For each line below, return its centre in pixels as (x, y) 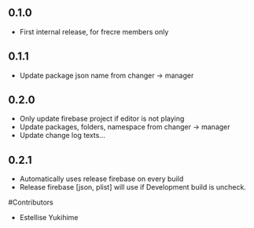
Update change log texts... (63, 136)
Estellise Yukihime (49, 218)
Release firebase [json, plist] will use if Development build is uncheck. (133, 187)
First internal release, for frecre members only (94, 31)
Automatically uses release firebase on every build (101, 179)
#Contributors (31, 202)
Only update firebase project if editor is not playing (102, 119)
